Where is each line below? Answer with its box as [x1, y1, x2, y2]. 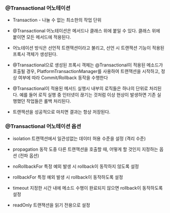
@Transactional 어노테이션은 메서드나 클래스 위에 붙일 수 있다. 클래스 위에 [12, 28, 160, 34]
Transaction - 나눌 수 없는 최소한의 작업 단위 [12, 17, 101, 23]
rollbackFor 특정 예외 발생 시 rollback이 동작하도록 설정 [12, 174, 123, 180]
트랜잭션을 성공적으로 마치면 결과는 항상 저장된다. [12, 109, 111, 115]
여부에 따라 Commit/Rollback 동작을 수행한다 [18, 75, 108, 81]
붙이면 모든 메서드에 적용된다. [12, 34, 72, 40]
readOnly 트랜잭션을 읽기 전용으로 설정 [12, 202, 90, 208]
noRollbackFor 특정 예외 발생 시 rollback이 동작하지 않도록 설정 [12, 163, 139, 169]
